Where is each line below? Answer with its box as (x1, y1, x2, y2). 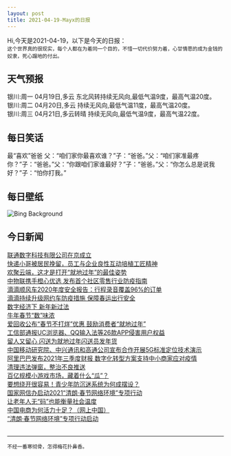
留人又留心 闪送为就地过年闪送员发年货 (7, 337, 118, 345)
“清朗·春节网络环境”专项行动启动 (7, 414, 99, 422)
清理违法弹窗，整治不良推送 (7, 362, 86, 371)
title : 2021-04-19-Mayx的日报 (7, 17, 91, 23)
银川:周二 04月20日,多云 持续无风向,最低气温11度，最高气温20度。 (7, 101, 194, 110)
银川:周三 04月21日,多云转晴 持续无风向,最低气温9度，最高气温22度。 (7, 110, 203, 118)
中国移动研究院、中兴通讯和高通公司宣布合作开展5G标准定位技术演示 (7, 345, 202, 353)
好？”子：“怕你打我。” (7, 169, 67, 177)
